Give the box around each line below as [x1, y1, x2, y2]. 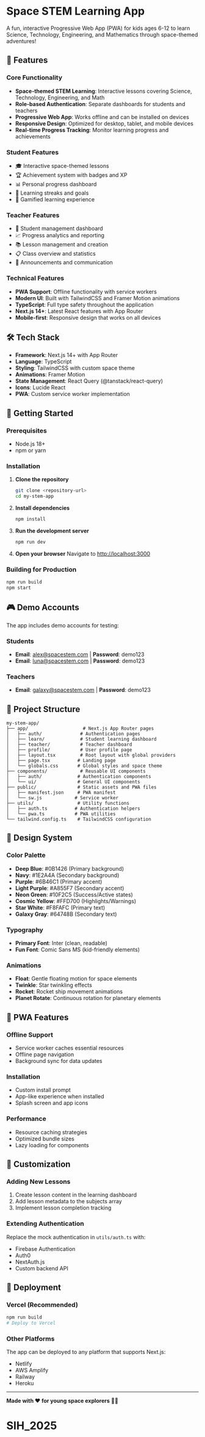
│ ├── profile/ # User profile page [6, 747, 132, 753]
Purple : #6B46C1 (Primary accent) [15, 877, 103, 885]
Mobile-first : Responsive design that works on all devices [15, 314, 162, 321]
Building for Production [6, 565, 77, 574]
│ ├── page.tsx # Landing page [6, 758, 116, 764]
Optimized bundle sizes [15, 1135, 74, 1142]
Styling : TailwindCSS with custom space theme [15, 364, 135, 372]
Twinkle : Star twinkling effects [15, 981, 93, 989]
